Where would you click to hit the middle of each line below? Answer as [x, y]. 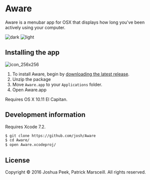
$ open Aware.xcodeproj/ [31, 145]
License [18, 160]
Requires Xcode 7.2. [25, 127]
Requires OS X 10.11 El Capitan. [36, 99]
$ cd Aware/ [17, 140]
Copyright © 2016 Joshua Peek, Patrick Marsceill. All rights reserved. [76, 172]
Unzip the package [31, 79]
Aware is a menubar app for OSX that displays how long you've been [75, 22]
